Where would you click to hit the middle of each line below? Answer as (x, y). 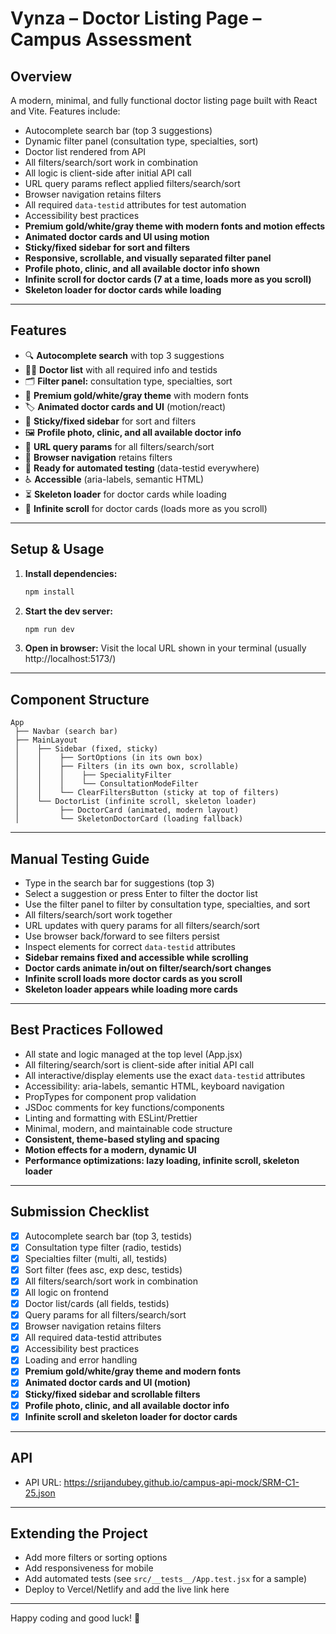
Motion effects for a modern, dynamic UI (110, 1149)
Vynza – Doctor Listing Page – (136, 18)
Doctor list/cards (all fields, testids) (97, 1303)
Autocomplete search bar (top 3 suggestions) (118, 130)
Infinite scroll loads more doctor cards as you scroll (133, 978)
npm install (49, 592)
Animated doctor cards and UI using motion (117, 236)
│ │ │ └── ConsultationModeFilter (106, 784)
